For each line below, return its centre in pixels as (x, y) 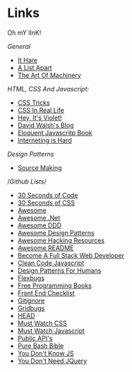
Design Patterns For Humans (59, 270)
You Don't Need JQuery (52, 361)
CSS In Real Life (41, 110)
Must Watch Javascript (51, 330)
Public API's (35, 338)
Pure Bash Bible (41, 346)
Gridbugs (31, 308)
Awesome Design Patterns (56, 232)
